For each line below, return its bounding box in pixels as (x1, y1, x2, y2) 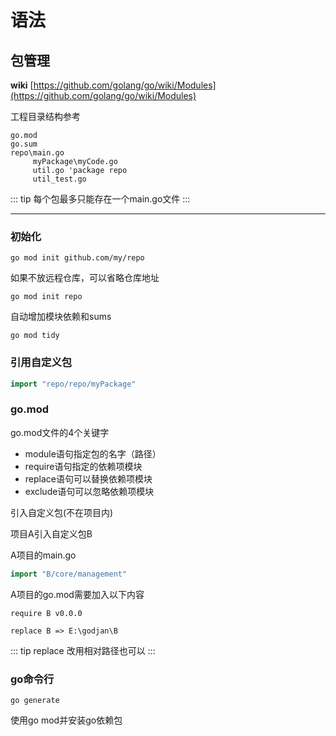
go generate (10, 695, 60, 705)
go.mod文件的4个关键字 (10, 426, 110, 438)
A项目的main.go (10, 549, 77, 561)
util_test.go (32, 174, 87, 184)
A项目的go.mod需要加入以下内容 (10, 588, 145, 600)
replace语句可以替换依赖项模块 (24, 472, 153, 485)
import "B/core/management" (10, 569, 128, 579)
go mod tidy (10, 331, 60, 341)
